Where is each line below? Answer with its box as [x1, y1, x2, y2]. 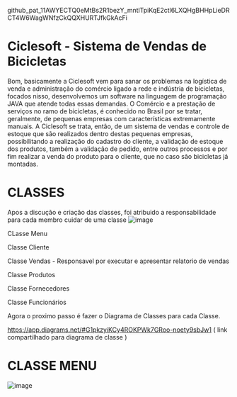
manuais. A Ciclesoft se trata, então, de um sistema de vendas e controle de [7, 122, 230, 130]
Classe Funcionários [7, 298, 67, 306]
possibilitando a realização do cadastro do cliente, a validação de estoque [7, 137, 224, 145]
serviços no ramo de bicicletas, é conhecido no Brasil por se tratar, [7, 106, 203, 116]
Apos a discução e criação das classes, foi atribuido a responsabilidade [7, 208, 216, 216]
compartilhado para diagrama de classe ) [7, 332, 127, 341]
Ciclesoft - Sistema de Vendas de [7, 38, 207, 55]
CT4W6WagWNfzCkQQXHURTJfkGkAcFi [7, 13, 127, 22]
